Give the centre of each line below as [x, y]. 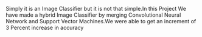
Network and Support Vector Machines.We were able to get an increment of [101, 21]
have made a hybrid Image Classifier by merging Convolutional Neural [93, 15]
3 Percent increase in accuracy [45, 27]
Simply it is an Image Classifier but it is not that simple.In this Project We [96, 9]
